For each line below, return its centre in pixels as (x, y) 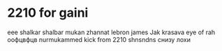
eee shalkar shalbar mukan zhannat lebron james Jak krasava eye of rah (111, 32)
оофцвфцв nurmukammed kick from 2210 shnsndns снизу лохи (99, 39)
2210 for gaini (48, 13)
